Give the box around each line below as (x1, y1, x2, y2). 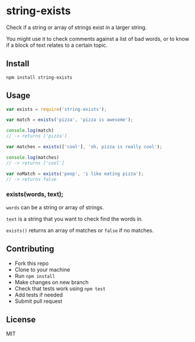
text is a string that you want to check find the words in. (6, 215, 143, 222)
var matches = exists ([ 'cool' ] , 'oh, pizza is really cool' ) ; (6, 144, 162, 150)
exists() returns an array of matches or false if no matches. (6, 226, 154, 234)
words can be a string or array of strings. (6, 203, 105, 211)
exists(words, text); (6, 190, 64, 199)
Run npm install (14, 272, 56, 279)
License (6, 314, 36, 324)
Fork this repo (14, 260, 49, 267)
